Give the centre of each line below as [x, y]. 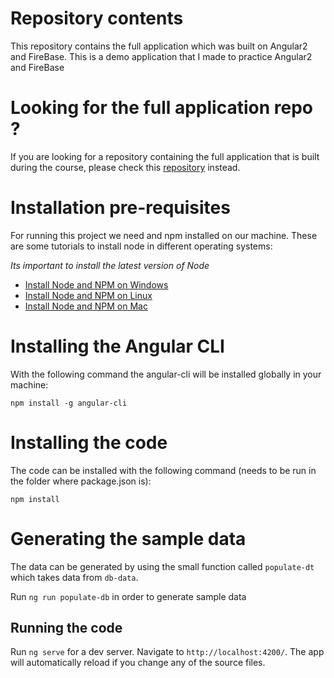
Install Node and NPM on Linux [88, 295]
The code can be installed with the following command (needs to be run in [163, 470]
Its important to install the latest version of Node [110, 265]
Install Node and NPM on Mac [86, 306]
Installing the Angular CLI [117, 346]
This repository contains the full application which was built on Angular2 [159, 46]
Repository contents [97, 18]
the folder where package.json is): [81, 481]
